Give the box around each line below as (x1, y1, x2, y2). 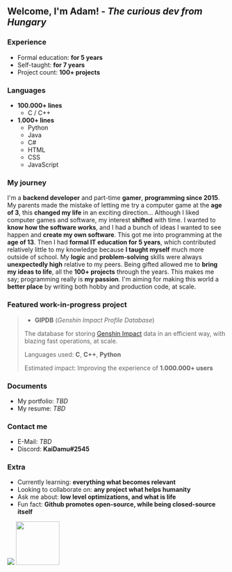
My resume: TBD (17, 404, 66, 412)
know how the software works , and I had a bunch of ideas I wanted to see (7, 223, 222, 232)
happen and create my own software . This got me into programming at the (7, 231, 222, 239)
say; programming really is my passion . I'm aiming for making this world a (7, 275, 219, 284)
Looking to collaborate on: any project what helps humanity (17, 486, 191, 494)
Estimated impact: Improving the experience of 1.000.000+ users (24, 364, 213, 372)
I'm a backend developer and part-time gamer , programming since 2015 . (7, 194, 220, 202)
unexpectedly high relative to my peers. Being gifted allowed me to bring (7, 261, 218, 269)
